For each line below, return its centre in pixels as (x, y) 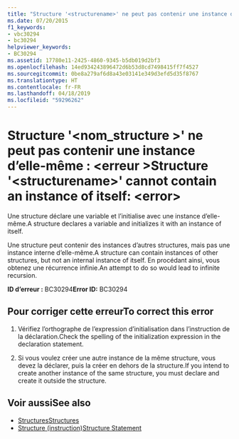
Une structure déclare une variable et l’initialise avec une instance (104, 216)
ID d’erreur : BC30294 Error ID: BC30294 (68, 289)
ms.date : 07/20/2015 (38, 21)
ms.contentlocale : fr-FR (44, 87)
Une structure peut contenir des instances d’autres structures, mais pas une (119, 245)
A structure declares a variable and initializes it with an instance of (124, 223)
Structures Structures (48, 420)
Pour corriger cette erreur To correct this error (111, 312)
